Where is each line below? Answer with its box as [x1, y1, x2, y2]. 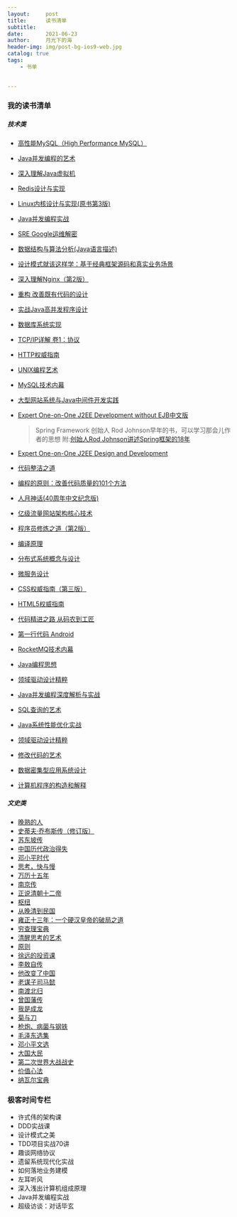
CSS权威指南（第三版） [17, 584, 87, 594]
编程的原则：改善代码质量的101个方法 [17, 479, 127, 488]
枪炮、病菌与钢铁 [17, 1022, 68, 1031]
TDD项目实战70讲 [17, 1139, 70, 1148]
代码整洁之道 [17, 463, 55, 473]
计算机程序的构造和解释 [17, 781, 87, 790]
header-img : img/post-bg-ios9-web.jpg [7, 43, 122, 50]
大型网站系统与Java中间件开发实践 [17, 396, 119, 404]
